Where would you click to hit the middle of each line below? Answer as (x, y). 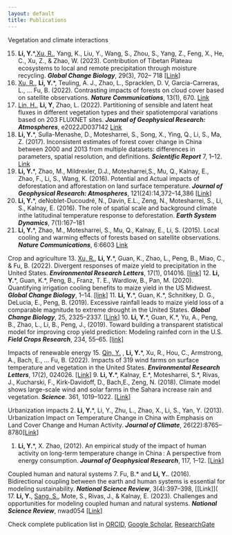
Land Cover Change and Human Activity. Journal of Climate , (95, 425)
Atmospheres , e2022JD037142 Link (70, 127)
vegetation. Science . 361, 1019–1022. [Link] (69, 396)
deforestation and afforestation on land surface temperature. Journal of (120, 186)
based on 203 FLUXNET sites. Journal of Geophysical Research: (112, 119)
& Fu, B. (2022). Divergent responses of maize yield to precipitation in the (112, 265)
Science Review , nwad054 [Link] (55, 511)
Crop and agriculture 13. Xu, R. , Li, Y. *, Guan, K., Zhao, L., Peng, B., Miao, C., (116, 258)
